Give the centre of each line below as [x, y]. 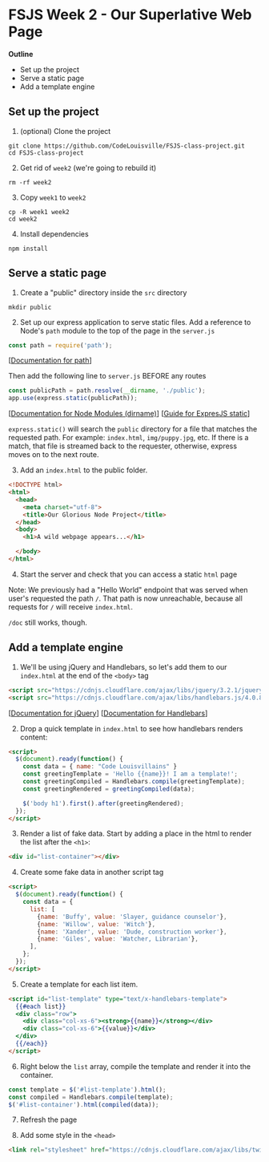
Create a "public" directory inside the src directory [103, 292]
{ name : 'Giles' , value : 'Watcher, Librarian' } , [118, 939]
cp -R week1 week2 [39, 212]
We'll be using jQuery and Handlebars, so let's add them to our [123, 666]
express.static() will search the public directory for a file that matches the [133, 429]
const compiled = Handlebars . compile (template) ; [91, 1097]
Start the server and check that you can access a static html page [128, 574]
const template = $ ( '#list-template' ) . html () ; [87, 1089]
